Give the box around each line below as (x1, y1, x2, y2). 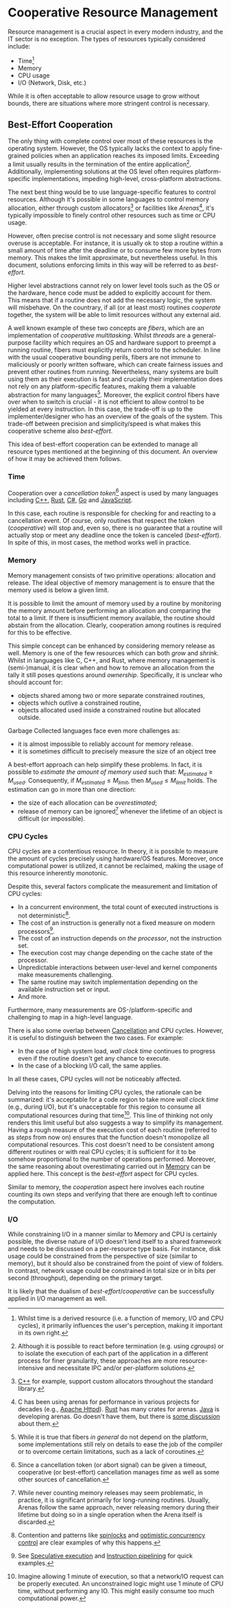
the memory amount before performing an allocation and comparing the (8, 606, 211, 615)
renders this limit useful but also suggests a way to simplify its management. (8, 1118, 223, 1127)
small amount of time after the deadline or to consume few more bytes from (8, 246, 221, 255)
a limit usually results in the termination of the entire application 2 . (8, 159, 192, 169)
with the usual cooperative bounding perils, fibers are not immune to (8, 353, 202, 361)
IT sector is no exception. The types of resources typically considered (8, 34, 206, 43)
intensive (17, 1364, 44, 1372)
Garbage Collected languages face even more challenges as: (8, 726, 180, 735)
